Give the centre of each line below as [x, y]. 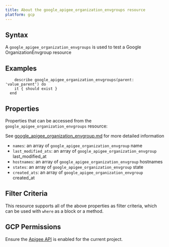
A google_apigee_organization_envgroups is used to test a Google [73, 47]
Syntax [17, 35]
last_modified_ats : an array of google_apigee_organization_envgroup [84, 151]
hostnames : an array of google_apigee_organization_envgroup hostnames [88, 161]
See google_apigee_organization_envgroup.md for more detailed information [85, 136]
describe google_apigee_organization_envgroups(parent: [74, 80]
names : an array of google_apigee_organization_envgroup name [77, 145]
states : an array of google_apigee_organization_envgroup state [78, 167]
